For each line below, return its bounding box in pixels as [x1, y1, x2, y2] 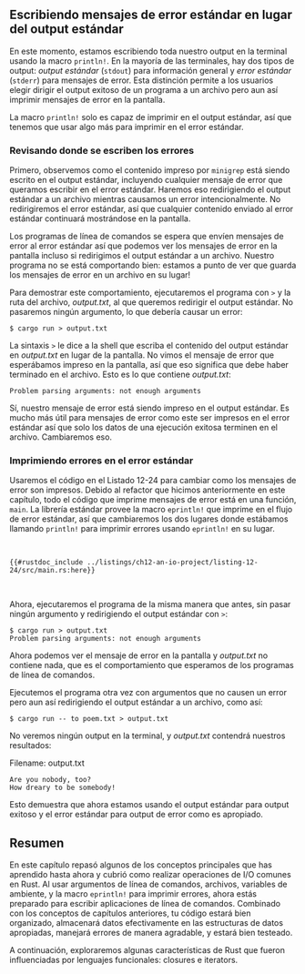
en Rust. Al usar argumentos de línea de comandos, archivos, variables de [9, 878, 288, 890]
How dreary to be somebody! [9, 783, 117, 793]
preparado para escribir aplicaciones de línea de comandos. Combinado [9, 898, 280, 909]
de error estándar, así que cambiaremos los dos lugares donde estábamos [9, 513, 289, 524]
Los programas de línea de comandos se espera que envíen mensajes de [9, 231, 284, 242]
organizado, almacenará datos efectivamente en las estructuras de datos [9, 918, 284, 928]
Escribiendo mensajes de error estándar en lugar [9, 7, 293, 23]
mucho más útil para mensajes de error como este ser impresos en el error [9, 412, 290, 423]
